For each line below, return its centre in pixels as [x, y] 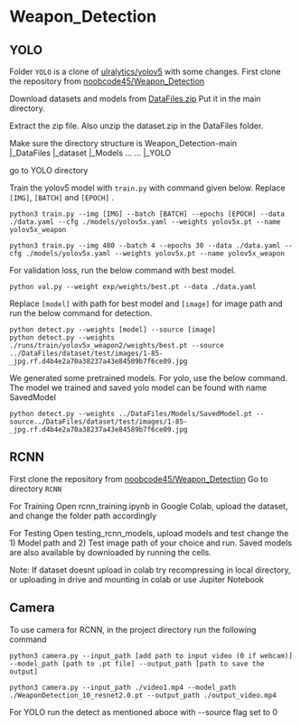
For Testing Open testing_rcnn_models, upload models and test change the [149, 533]
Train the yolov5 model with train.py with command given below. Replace [147, 188]
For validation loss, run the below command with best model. [123, 270]
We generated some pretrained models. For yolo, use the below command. [148, 378]
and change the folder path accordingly [83, 516]
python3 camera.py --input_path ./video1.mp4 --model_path [123, 687]
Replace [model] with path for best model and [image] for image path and [146, 303]
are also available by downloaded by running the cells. [111, 552]
